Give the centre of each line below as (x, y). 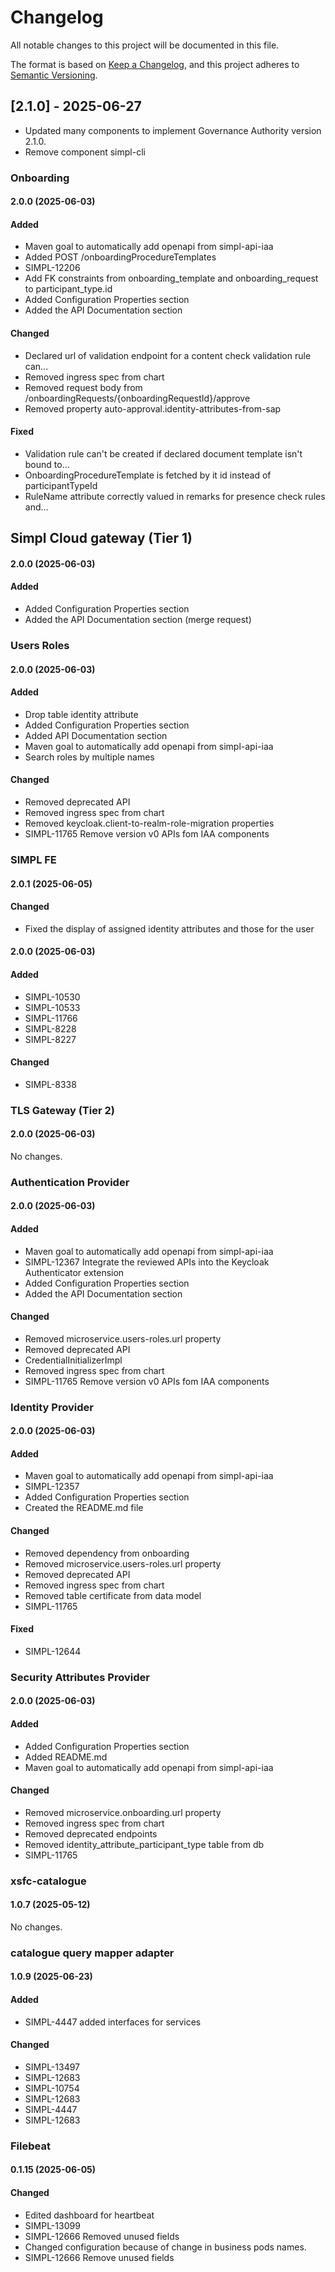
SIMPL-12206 (52, 268)
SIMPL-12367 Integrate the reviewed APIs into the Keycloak (147, 1262)
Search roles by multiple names (89, 757)
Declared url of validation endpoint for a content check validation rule (168, 355)
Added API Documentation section (96, 735)
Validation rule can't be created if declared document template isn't (163, 453)
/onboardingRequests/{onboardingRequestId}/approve (137, 398)
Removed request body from (83, 387)
